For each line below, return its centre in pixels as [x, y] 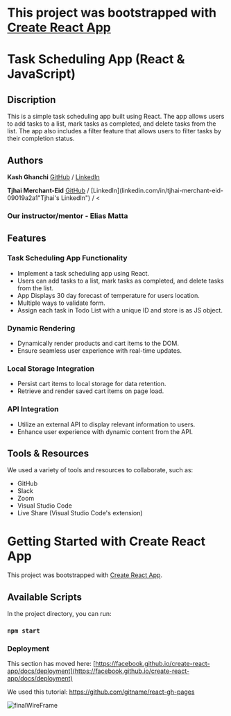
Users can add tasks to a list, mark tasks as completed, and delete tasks [120, 281]
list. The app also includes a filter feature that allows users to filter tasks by [114, 131]
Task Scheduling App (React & [96, 59]
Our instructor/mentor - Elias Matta [68, 215]
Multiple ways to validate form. [61, 303]
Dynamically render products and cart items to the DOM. [98, 343]
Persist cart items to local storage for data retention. [92, 384]
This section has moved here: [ [51, 664]
